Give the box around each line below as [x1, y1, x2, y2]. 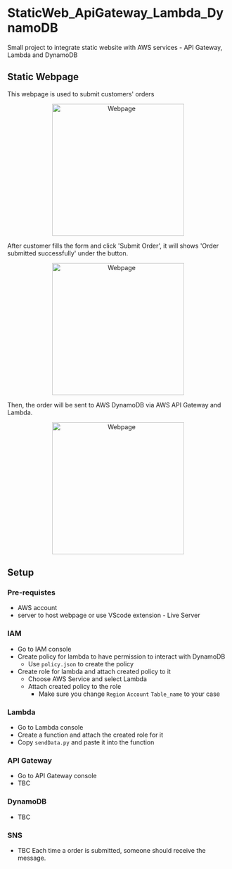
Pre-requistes [7, 588, 56, 597]
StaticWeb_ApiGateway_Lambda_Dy [7, 5, 224, 21]
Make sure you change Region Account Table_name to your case [38, 690, 220, 698]
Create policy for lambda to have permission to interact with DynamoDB [17, 652, 226, 661]
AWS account [17, 604, 58, 612]
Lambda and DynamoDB [7, 51, 78, 59]
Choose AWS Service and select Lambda [27, 674, 148, 683]
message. [17, 854, 46, 862]
